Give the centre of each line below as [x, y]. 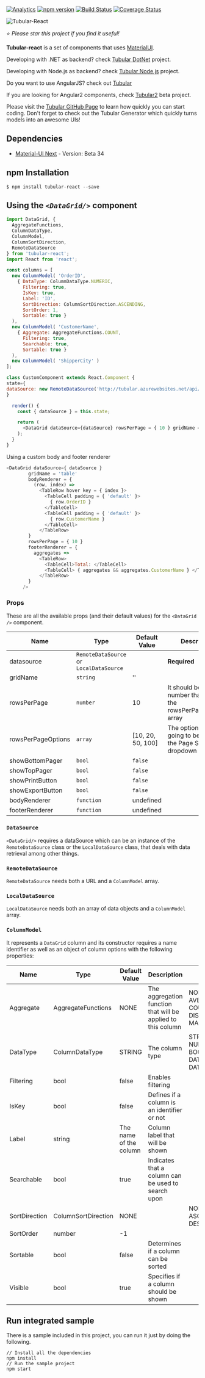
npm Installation [38, 173]
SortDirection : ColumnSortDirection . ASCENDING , [84, 304]
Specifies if [164, 1276]
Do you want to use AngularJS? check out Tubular [69, 83]
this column [165, 1026]
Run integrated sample [50, 1320]
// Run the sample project [41, 1364]
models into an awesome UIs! [43, 120]
